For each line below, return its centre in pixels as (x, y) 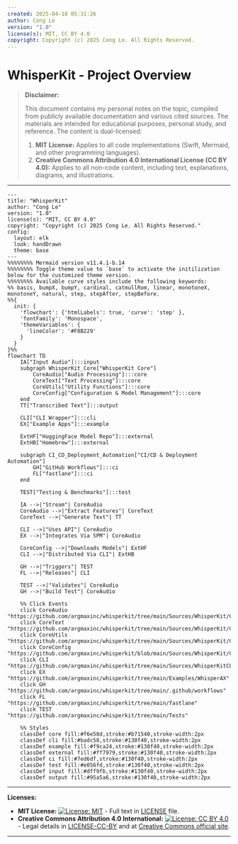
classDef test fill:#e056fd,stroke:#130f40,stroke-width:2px (112, 765)
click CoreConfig (46, 648)
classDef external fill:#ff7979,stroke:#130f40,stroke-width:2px (119, 753)
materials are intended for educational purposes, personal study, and (125, 124)
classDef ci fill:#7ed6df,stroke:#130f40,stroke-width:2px (109, 759)
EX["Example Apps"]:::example (65, 424)
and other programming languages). (88, 152)
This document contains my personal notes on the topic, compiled (121, 109)
